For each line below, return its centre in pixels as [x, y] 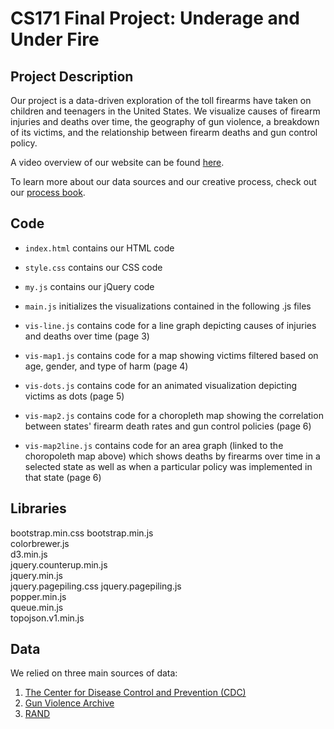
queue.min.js [37, 607]
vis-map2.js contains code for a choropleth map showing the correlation [174, 415]
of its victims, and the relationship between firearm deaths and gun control [164, 132]
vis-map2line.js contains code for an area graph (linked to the [154, 445]
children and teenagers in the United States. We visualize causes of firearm [165, 111]
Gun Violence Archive [69, 703]
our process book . [48, 192]
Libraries [38, 508]
